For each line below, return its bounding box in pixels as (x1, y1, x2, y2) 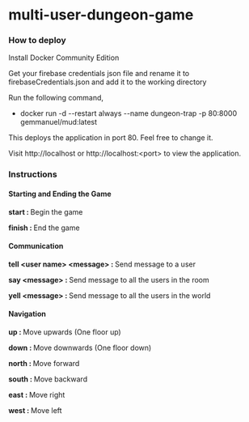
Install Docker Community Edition (8, 53, 120, 62)
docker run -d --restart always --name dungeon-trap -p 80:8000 (19, 109, 237, 118)
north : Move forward (8, 359, 80, 369)
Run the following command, (8, 93, 103, 103)
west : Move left (8, 406, 62, 416)
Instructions (8, 168, 58, 180)
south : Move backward (8, 374, 87, 384)
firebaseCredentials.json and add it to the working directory (8, 77, 207, 87)
